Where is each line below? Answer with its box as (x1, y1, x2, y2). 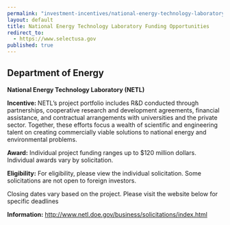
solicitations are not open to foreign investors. (7, 176, 137, 185)
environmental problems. (7, 135, 77, 143)
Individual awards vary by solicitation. (7, 156, 114, 164)
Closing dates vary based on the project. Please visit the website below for (7, 189, 218, 198)
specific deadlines (7, 197, 59, 205)
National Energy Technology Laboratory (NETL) (7, 85, 145, 93)
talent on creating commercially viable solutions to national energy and (7, 128, 207, 136)
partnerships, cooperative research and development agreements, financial (7, 106, 220, 114)
